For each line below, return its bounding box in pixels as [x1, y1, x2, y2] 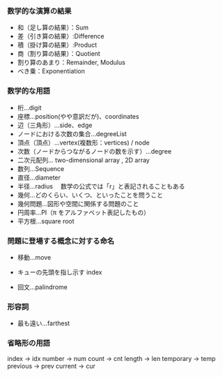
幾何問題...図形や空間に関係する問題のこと [17, 199, 139, 207]
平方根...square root [17, 216, 75, 225]
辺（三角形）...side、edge [17, 121, 93, 129]
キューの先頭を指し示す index [17, 267, 102, 276]
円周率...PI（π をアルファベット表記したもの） [17, 208, 150, 216]
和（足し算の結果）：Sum [17, 23, 89, 32]
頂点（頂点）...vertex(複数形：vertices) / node [17, 138, 150, 147]
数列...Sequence [17, 164, 65, 172]
